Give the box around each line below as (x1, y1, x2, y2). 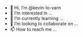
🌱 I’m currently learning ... (10, 15, 64, 21)
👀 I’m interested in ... (10, 10, 53, 16)
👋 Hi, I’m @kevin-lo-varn (10, 5, 61, 10)
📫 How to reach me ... (10, 26, 57, 32)
